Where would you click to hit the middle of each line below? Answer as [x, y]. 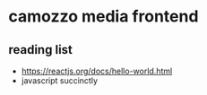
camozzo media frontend [103, 17]
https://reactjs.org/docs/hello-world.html [97, 71]
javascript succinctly [60, 81]
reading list [41, 50]
